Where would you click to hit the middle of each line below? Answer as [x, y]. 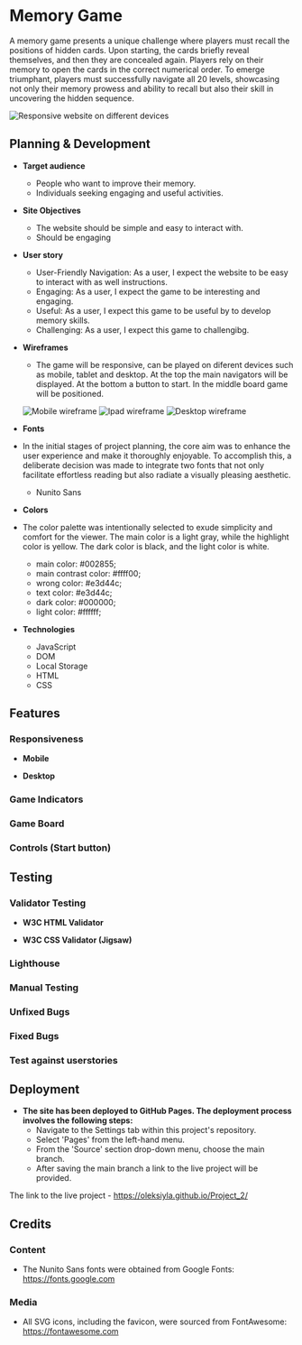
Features [35, 714]
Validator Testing [48, 903]
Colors [35, 510]
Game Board [37, 824]
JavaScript [56, 647]
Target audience [54, 166]
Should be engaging [73, 237]
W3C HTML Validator [63, 922]
